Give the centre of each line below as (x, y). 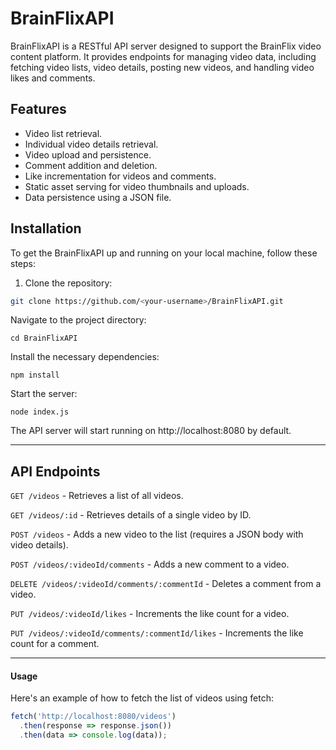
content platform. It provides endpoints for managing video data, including (163, 56)
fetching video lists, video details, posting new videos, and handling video (162, 67)
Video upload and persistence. (88, 154)
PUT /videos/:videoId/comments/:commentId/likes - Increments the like (157, 633)
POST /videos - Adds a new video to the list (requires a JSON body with (157, 534)
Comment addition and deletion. (91, 165)
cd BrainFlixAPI (44, 338)
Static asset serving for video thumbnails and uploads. (137, 186)
